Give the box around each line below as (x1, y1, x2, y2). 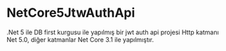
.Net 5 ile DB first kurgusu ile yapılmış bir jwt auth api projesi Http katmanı (6, 28, 219, 36)
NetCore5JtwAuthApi (6, 5, 135, 21)
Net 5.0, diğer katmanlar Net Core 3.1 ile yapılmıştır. (6, 35, 154, 43)
